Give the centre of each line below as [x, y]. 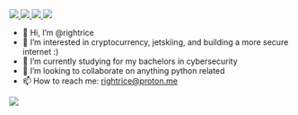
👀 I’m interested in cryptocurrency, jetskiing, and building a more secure [155, 42]
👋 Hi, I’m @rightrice [58, 32]
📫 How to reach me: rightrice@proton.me [100, 81]
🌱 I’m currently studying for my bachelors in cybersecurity [130, 61]
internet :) [40, 52]
